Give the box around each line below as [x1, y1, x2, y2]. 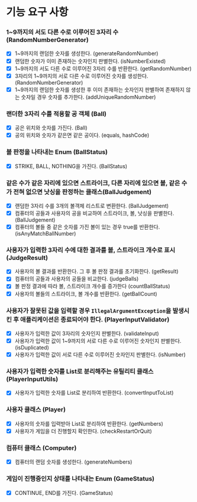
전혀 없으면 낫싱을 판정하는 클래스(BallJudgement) [12, 188, 152, 196]
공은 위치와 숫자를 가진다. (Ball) [14, 124, 88, 131]
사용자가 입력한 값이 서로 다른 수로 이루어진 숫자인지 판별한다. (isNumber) [14, 351, 186, 358]
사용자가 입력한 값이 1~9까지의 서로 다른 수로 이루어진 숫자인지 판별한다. [14, 337, 182, 344]
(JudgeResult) [6, 253, 49, 262]
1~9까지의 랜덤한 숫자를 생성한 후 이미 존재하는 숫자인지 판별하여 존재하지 [14, 86, 185, 93]
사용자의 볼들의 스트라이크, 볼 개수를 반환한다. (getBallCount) [14, 290, 158, 297]
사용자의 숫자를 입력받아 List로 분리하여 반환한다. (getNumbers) [14, 420, 164, 427]
